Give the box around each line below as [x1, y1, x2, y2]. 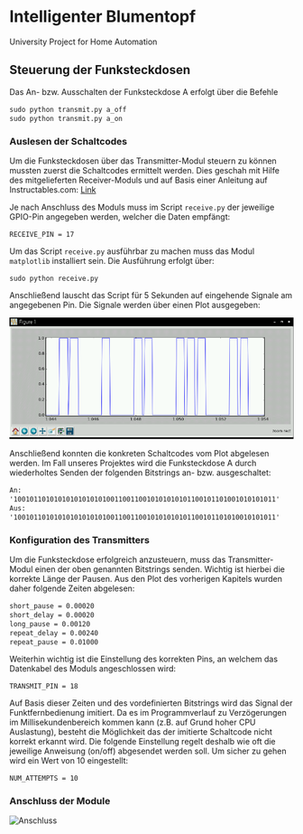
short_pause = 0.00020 [9, 601, 95, 611]
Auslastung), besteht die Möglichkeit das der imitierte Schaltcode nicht [9, 726, 273, 737]
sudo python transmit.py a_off [9, 105, 127, 114]
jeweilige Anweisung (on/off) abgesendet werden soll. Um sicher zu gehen [9, 745, 287, 756]
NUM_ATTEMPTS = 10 [9, 773, 78, 782]
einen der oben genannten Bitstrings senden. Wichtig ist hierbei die [34, 563, 286, 575]
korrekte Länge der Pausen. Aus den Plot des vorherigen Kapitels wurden [9, 573, 282, 584]
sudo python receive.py [9, 274, 99, 284]
